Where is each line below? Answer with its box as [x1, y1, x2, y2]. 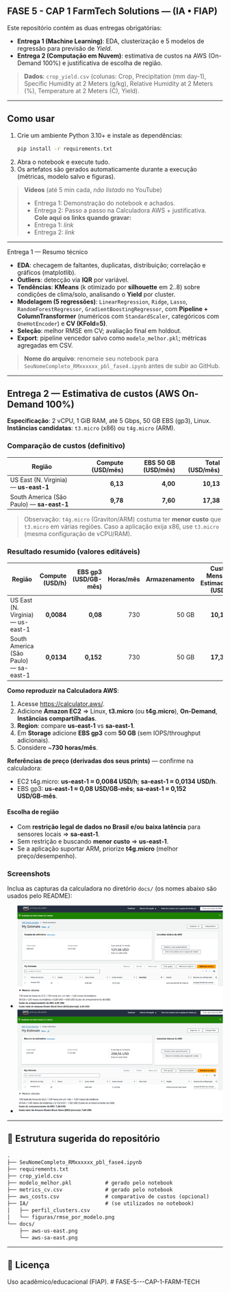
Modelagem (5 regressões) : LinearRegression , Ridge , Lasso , [16, 297, 188, 306]
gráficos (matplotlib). [16, 268, 77, 276]
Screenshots [7, 869, 51, 879]
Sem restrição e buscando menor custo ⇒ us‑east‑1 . [16, 838, 169, 846]
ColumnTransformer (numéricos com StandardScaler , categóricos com [16, 312, 220, 320]
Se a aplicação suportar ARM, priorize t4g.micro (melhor [16, 844, 179, 853]
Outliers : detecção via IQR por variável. [16, 276, 129, 284]
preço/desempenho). [16, 852, 77, 860]
